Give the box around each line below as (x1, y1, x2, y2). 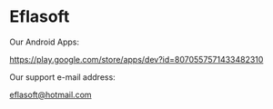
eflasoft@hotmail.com (9, 89, 93, 100)
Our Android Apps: (9, 36, 80, 47)
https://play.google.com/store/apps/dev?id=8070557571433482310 (9, 54, 264, 64)
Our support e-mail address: (9, 71, 116, 83)
